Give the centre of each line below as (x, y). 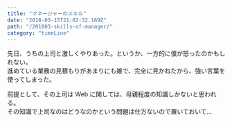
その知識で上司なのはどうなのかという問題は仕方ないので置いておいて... (110, 112)
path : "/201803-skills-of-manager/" (60, 26)
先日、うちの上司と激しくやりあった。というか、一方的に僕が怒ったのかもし (116, 53)
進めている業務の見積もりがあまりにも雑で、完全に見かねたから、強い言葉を (116, 71)
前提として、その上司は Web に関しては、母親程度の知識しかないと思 (106, 94)
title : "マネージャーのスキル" (47, 14)
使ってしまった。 (31, 80)
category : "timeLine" (38, 33)
